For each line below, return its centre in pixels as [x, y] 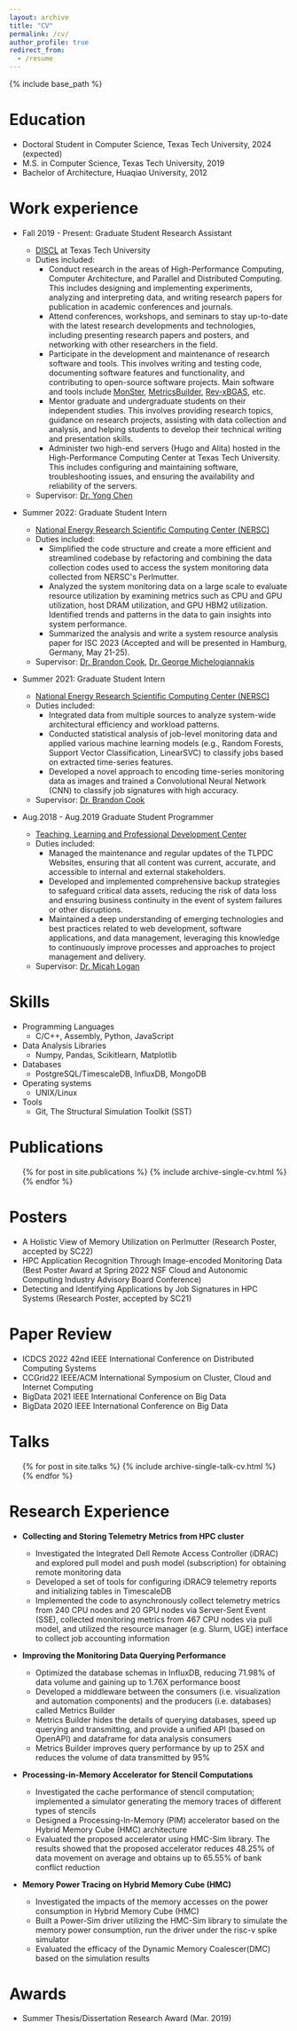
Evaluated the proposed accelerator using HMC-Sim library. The [152, 1838]
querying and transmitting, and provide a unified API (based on [150, 1729]
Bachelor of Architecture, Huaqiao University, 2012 [115, 172]
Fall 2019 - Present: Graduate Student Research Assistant [127, 232]
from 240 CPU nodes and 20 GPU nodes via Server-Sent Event [150, 1610]
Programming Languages [68, 1027]
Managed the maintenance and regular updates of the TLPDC [161, 853]
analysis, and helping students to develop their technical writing [165, 429]
